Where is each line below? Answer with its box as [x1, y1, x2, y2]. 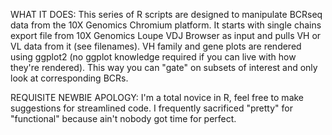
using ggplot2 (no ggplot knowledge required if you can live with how [10, 51, 297, 63]
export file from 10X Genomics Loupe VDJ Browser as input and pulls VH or [10, 30, 322, 41]
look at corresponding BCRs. [10, 72, 129, 84]
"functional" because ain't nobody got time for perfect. [10, 113, 237, 124]
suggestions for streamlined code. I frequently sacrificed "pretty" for [10, 102, 293, 114]
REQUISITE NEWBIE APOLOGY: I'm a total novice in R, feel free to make [10, 92, 305, 103]
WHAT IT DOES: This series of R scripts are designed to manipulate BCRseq [10, 9, 323, 20]
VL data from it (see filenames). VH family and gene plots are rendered [10, 40, 302, 52]
